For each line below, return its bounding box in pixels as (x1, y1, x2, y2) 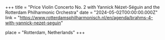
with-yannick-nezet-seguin (5, 20, 61, 26)
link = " (5, 15, 20, 20)
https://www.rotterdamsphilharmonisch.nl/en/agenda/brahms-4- (19, 15, 153, 20)
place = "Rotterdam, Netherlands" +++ (5, 30, 85, 35)
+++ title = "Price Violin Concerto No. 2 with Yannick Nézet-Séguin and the (5, 4, 160, 10)
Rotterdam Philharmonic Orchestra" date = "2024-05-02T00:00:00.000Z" (5, 9, 158, 15)
